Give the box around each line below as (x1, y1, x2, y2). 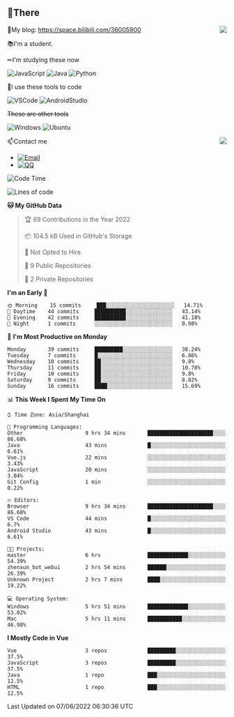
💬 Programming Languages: (7, 423, 82, 430)
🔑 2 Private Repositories (24, 275, 94, 283)
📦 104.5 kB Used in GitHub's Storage (24, 232, 132, 240)
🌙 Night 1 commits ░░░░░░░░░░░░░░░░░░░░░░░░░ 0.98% (7, 320, 198, 327)
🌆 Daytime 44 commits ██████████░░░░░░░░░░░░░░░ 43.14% (7, 308, 201, 315)
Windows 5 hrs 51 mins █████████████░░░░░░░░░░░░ (7, 603, 226, 610)
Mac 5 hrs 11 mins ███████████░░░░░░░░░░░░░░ (7, 615, 226, 622)
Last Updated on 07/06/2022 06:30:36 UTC (7, 702, 134, 710)
